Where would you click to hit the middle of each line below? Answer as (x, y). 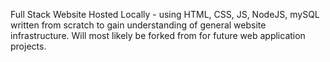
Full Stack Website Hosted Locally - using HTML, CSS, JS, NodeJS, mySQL (165, 14)
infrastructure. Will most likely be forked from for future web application (158, 35)
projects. (28, 46)
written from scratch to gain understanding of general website (138, 25)
